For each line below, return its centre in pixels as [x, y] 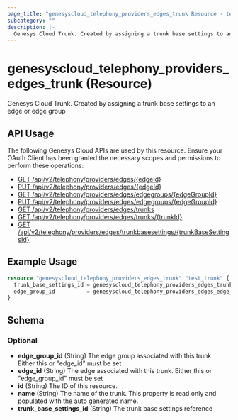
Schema [26, 320]
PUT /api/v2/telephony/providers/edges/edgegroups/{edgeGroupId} [117, 202]
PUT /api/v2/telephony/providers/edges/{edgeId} [90, 187]
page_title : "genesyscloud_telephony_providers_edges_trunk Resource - [115, 14]
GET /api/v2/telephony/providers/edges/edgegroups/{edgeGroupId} [117, 194]
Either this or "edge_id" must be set [69, 363]
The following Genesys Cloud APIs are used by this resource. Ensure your [115, 150]
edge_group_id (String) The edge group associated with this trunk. [115, 356]
